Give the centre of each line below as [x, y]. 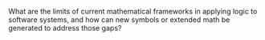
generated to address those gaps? [65, 28]
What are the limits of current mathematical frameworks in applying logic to [133, 11]
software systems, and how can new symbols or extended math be [119, 20]
